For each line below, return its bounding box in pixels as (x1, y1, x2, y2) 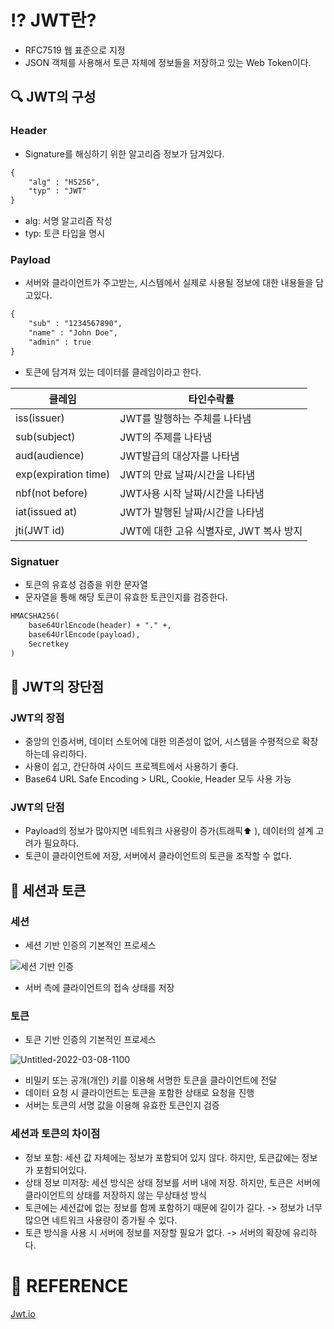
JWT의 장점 (10, 711, 65, 725)
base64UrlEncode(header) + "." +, (28, 620, 172, 630)
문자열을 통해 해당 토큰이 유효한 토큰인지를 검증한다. (24, 591, 228, 603)
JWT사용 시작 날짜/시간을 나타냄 (119, 486, 265, 500)
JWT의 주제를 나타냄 (119, 430, 213, 444)
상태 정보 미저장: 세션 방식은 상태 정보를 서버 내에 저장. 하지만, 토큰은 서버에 (24, 1176, 321, 1188)
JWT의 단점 (10, 801, 65, 815)
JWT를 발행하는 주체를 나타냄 (119, 411, 252, 425)
